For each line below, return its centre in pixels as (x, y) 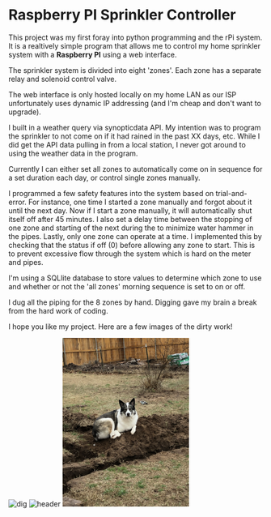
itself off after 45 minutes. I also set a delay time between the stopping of (130, 219)
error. (17, 202)
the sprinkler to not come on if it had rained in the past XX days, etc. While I (134, 136)
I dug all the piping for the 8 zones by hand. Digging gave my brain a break (133, 302)
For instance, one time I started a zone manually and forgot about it (140, 202)
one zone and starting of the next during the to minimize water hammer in (131, 228)
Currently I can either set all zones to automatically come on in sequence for (135, 169)
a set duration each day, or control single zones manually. (104, 177)
